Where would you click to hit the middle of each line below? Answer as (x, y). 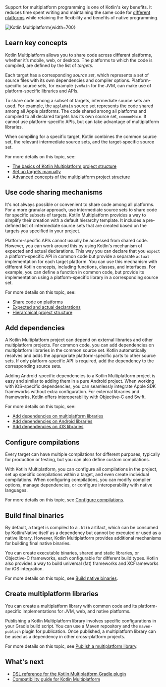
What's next (24, 662)
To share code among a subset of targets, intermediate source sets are (78, 100)
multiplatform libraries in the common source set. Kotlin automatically (76, 350)
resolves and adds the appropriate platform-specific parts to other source (81, 356)
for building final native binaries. (38, 544)
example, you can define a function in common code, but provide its (75, 272)
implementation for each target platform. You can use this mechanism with (81, 261)
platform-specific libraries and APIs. (42, 91)
